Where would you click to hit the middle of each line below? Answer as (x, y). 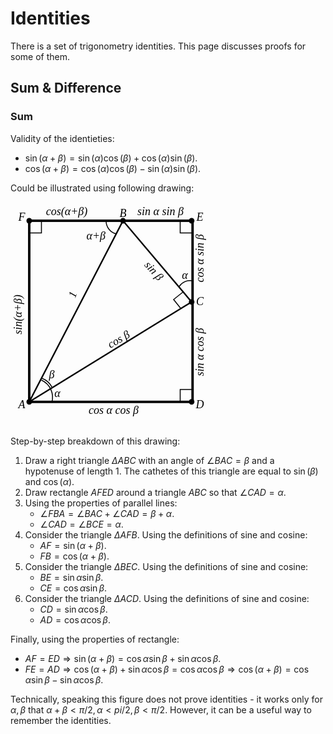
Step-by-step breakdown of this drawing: (95, 441)
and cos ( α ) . (49, 481)
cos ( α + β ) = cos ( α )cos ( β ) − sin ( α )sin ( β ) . (113, 168)
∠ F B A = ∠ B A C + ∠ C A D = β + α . (107, 513)
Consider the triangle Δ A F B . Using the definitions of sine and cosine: (166, 534)
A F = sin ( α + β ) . (73, 545)
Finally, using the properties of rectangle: (95, 639)
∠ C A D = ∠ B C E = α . (81, 524)
